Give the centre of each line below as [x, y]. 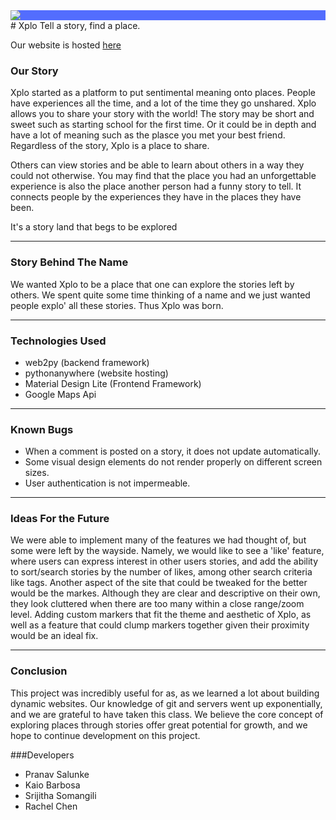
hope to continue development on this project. [105, 735]
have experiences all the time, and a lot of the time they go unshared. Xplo [163, 103]
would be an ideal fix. [54, 636]
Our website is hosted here [66, 45]
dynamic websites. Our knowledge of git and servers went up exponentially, [166, 703]
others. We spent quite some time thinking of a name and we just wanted [160, 295]
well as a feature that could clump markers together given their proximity [160, 625]
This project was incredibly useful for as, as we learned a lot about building [165, 693]
